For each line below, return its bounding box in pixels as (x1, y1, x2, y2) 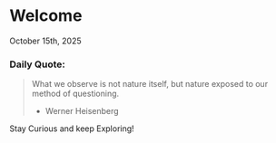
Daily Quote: (9, 58, 66, 71)
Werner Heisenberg (44, 106, 120, 117)
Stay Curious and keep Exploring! (9, 123, 134, 134)
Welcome (9, 5, 83, 26)
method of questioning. (31, 88, 120, 100)
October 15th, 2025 (9, 35, 82, 46)
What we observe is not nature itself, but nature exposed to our (31, 79, 269, 90)
